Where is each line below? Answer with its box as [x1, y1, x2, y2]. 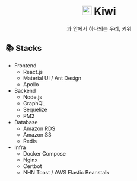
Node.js [23, 93, 43, 101]
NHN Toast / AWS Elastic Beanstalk [23, 169, 110, 176]
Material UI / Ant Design [23, 75, 82, 82]
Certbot [23, 162, 42, 170]
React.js [23, 68, 43, 75]
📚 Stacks [5, 43, 42, 53]
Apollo [23, 80, 39, 88]
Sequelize [23, 106, 48, 113]
